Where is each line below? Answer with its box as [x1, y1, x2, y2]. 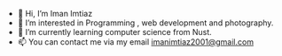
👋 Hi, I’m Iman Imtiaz [17, 9, 93, 18]
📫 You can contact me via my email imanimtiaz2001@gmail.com [17, 37, 255, 47]
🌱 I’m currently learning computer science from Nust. [17, 27, 213, 37]
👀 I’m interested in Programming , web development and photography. [17, 17, 274, 28]
